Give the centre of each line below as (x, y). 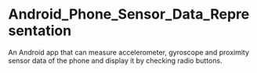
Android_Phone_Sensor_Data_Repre (129, 14)
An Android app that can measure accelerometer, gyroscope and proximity (128, 52)
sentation (40, 31)
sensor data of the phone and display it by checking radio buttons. (115, 61)
